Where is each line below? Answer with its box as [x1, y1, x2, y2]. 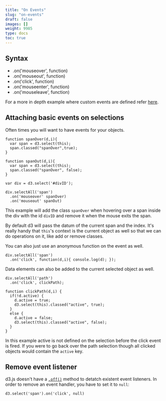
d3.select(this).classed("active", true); [14, 302, 105, 307]
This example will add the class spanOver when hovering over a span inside [5, 207, 161, 213]
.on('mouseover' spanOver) [10, 194, 67, 199]
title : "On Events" [5, 7, 46, 13]
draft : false [5, 17, 33, 22]
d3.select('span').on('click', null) [5, 391, 85, 396]
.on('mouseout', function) [12, 73, 66, 79]
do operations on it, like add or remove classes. [5, 233, 104, 239]
